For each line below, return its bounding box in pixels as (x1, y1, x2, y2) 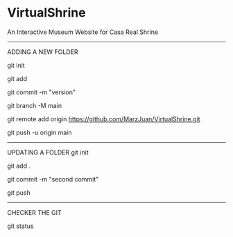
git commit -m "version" (7, 88, 76, 96)
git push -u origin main (7, 128, 72, 137)
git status (7, 222, 34, 230)
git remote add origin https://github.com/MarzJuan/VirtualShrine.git (7, 114, 200, 123)
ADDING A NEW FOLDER (7, 47, 78, 56)
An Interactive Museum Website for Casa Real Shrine (7, 28, 158, 36)
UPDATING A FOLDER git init (7, 148, 89, 157)
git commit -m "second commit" (7, 175, 99, 183)
